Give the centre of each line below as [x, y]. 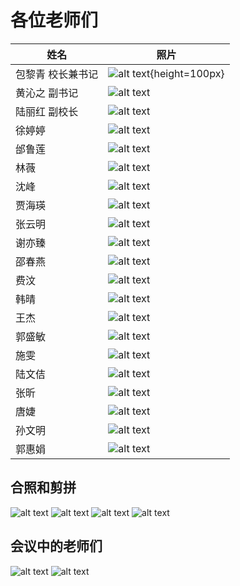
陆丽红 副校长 [47, 111]
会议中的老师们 [56, 546]
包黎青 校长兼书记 [57, 74]
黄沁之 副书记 [47, 93]
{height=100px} [187, 73]
